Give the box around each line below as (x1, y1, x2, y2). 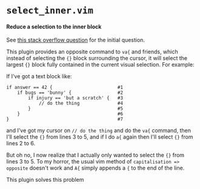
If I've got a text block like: (6, 73, 72, 80)
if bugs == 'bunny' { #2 (17, 90, 123, 96)
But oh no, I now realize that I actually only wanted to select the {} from (6, 151, 185, 159)
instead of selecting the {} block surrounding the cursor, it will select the (6, 55, 188, 62)
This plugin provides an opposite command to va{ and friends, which (6, 48, 178, 56)
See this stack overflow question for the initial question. (6, 36, 145, 44)
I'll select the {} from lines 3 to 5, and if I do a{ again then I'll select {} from (6, 133, 193, 141)
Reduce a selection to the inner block (6, 23, 102, 30)
